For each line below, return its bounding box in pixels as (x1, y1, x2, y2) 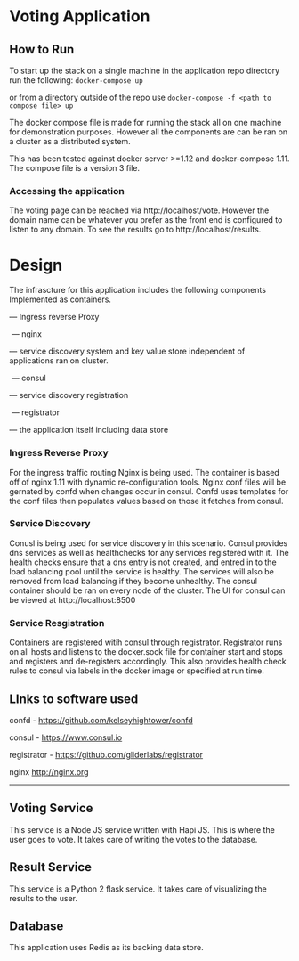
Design (9, 256, 63, 275)
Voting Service (9, 801, 93, 816)
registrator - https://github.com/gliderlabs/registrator (9, 749, 203, 760)
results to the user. (9, 892, 78, 903)
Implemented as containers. (9, 294, 111, 305)
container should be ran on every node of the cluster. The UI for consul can (9, 585, 286, 596)
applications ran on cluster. (9, 355, 109, 366)
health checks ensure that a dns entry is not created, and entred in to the (9, 557, 278, 567)
